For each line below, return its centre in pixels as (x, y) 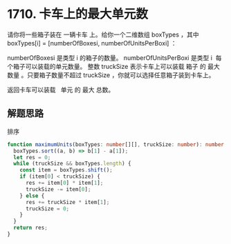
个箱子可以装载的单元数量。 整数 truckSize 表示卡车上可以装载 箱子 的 (107, 66)
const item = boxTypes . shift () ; (66, 170)
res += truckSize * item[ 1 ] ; (67, 202)
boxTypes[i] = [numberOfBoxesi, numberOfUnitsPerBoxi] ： (92, 43)
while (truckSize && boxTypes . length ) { (72, 164)
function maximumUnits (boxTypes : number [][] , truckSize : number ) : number (116, 144)
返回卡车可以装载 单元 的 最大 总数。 (61, 90)
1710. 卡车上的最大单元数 (78, 14)
